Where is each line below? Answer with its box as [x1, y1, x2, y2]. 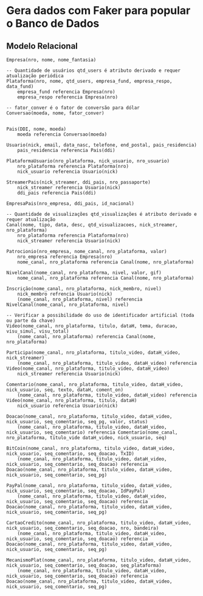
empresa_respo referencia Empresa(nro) [17, 94, 119, 100]
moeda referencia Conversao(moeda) [17, 131, 108, 137]
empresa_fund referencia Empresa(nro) [17, 89, 115, 95]
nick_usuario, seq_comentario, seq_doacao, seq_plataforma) [6, 563, 162, 569]
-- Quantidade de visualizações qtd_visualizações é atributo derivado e [6, 211, 198, 217]
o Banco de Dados [6, 16, 100, 30]
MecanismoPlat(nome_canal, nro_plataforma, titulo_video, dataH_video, [6, 557, 191, 563]
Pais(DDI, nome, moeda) [6, 126, 67, 132]
